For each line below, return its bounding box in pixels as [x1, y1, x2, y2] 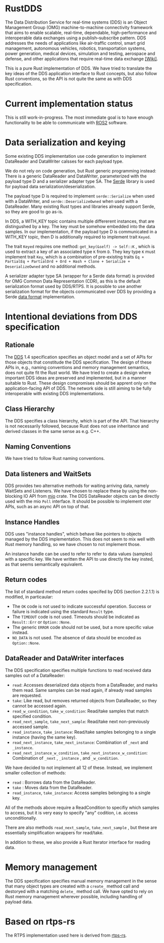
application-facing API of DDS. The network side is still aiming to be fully [5, 385, 152, 391]
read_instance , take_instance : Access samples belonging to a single [12, 790, 151, 796]
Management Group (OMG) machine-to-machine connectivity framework [5, 24, 153, 30]
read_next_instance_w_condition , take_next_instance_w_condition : [12, 750, 148, 756]
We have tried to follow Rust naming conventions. [5, 456, 105, 461]
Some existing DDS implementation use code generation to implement [5, 153, 147, 159]
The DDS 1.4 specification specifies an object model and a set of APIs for [5, 354, 153, 360]
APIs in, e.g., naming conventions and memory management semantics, [5, 364, 150, 370]
